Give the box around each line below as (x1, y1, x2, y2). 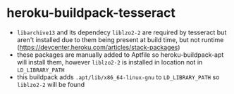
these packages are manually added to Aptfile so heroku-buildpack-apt (16, 51, 224, 59)
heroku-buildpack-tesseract (6, 5, 175, 21)
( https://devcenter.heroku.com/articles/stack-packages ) (16, 43, 180, 51)
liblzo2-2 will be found (16, 80, 85, 88)
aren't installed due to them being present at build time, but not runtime (16, 35, 224, 43)
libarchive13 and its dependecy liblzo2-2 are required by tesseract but (16, 28, 227, 36)
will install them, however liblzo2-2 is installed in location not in (16, 58, 203, 66)
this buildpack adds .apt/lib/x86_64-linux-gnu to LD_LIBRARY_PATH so (16, 72, 220, 81)
